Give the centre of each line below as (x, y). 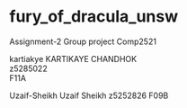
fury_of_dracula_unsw (93, 17)
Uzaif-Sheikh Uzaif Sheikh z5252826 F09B (89, 95)
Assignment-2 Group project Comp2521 (83, 41)
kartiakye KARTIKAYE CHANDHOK (73, 58)
